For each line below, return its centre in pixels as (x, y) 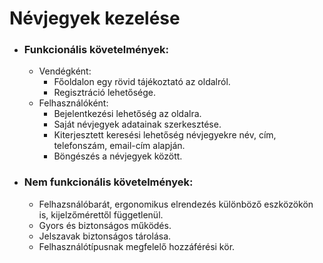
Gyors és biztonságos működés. (105, 225)
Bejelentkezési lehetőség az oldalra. (127, 114)
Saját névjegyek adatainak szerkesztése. (137, 124)
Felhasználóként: (73, 103)
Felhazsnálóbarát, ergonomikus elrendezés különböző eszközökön (176, 204)
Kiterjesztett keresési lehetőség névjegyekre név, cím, (165, 135)
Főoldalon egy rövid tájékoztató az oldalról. (142, 82)
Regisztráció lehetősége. (105, 93)
